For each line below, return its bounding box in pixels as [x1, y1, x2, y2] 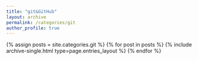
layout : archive [6, 14, 46, 20]
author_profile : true [6, 25, 60, 31]
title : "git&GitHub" [6, 8, 58, 15]
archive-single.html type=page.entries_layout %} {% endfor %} [6, 48, 162, 55]
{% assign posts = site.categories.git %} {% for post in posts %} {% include [6, 41, 192, 48]
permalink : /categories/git [6, 19, 76, 25]
